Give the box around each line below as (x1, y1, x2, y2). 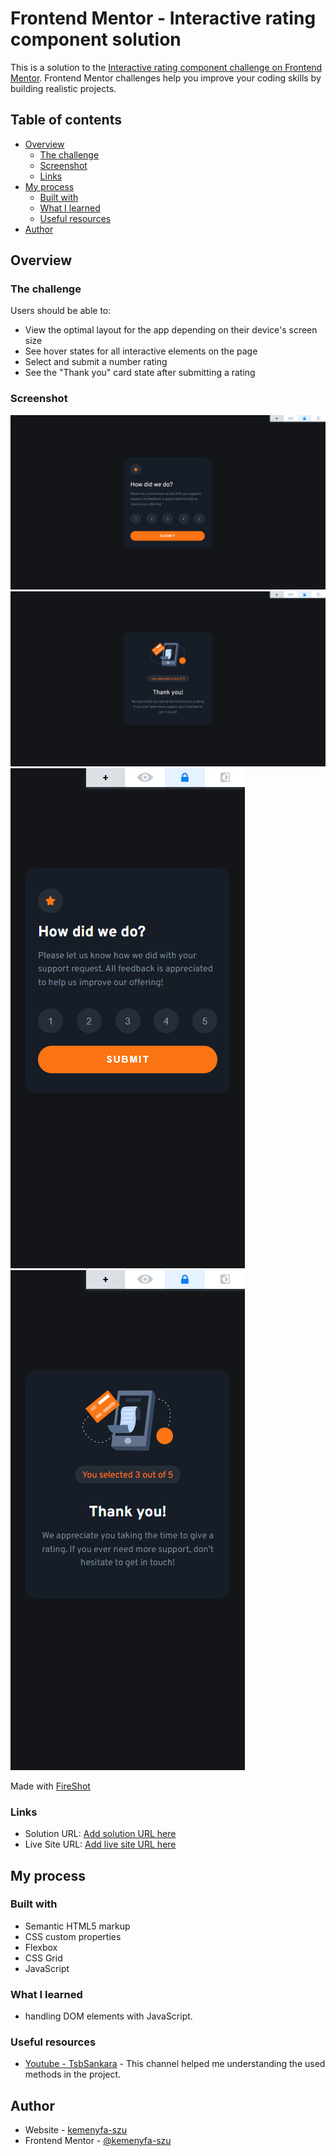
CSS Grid (24, 1952, 63, 1964)
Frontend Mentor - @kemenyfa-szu (24, 2135, 172, 2147)
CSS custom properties (24, 1930, 122, 1942)
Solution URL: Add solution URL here (24, 1828, 177, 1840)
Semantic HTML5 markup (24, 1920, 131, 1932)
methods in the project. (24, 2068, 122, 2081)
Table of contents (10, 112, 122, 129)
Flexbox (24, 1941, 58, 1953)
